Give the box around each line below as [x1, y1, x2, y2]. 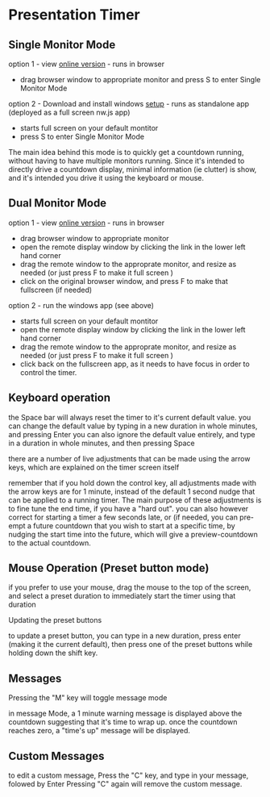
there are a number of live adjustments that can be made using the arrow [8, 453, 251, 463]
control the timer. [19, 367, 77, 377]
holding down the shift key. [8, 648, 98, 658]
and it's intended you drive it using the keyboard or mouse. [8, 173, 204, 182]
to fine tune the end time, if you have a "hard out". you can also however [8, 503, 249, 513]
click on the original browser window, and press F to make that [19, 276, 228, 286]
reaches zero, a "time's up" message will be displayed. [8, 726, 191, 736]
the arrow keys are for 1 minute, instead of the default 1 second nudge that [8, 486, 255, 496]
